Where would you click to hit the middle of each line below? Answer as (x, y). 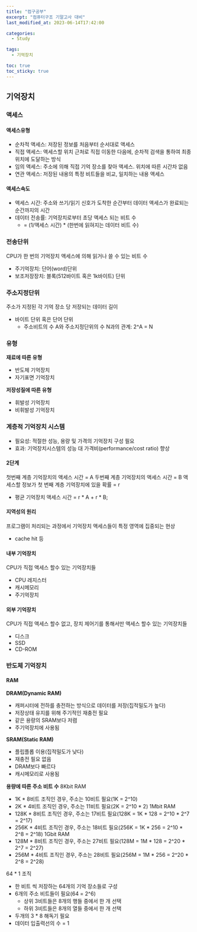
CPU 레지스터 (30, 580)
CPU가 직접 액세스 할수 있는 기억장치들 (51, 567)
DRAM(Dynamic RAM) (34, 694)
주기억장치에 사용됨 (37, 728)
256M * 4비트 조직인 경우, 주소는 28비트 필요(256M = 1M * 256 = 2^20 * (101, 855)
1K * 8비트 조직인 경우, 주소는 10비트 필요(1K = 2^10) (76, 799)
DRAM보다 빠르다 (35, 766)
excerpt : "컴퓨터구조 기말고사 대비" (46, 17)
